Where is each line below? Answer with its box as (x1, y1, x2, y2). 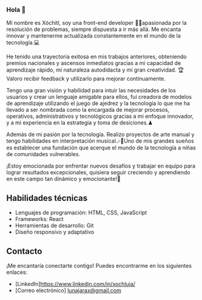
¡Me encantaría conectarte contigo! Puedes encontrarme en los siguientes (6, 262, 192, 269)
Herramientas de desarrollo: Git (15, 222, 94, 230)
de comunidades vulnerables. (6, 151, 81, 158)
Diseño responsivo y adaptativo (15, 228, 95, 236)
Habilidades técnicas (6, 193, 88, 203)
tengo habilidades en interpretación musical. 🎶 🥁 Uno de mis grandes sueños (6, 137, 194, 145)
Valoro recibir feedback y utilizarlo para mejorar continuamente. (6, 75, 166, 83)
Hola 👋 (6, 5, 26, 14)
